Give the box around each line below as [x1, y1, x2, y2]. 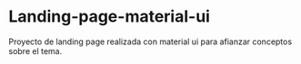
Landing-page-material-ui [8, 6, 211, 27]
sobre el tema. [8, 45, 63, 56]
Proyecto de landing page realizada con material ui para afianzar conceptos [8, 36, 293, 47]
